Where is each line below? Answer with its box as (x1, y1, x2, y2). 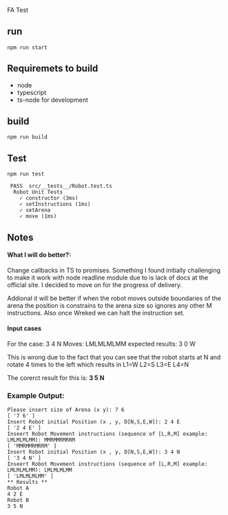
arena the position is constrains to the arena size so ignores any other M (7, 301, 212, 309)
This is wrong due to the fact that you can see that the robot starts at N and (7, 353, 221, 361)
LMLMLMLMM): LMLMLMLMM (7, 467, 72, 474)
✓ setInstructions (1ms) (19, 201, 91, 208)
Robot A (7, 485, 30, 492)
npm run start (7, 44, 48, 51)
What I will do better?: (7, 251, 72, 259)
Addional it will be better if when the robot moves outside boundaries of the (7, 294, 222, 302)
